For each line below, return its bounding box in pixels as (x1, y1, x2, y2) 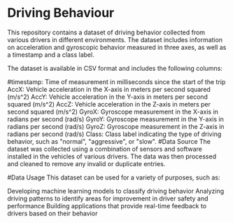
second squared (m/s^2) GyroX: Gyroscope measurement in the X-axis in (7, 107, 219, 116)
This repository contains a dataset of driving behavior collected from (7, 28, 205, 36)
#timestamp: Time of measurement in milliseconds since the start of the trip (7, 77, 226, 86)
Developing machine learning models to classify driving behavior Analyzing (7, 187, 225, 195)
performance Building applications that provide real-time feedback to (7, 201, 207, 210)
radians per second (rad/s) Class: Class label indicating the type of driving (7, 130, 222, 138)
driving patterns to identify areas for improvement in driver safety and (7, 194, 209, 203)
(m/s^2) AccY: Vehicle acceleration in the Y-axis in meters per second (7, 93, 209, 101)
